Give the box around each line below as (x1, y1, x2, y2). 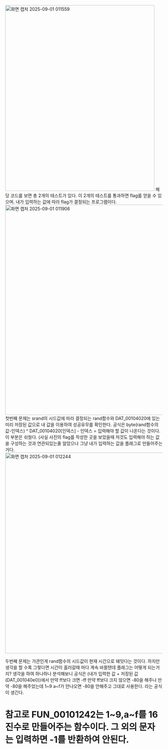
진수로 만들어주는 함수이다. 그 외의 (5, 721, 137, 733)
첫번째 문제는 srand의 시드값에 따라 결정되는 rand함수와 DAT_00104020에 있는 (5, 416, 160, 421)
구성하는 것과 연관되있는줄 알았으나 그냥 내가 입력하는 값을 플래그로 (10, 441, 141, 446)
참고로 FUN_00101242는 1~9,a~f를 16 (5, 709, 158, 720)
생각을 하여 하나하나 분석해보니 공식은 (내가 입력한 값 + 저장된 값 (12, 671, 138, 676)
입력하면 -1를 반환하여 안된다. (15, 734, 129, 745)
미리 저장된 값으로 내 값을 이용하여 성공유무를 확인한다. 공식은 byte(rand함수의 (5, 422, 158, 428)
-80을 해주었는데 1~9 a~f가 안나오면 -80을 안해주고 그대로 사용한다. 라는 (10, 683, 153, 689)
